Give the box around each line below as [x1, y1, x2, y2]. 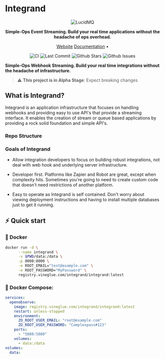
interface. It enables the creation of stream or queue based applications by [5, 115, 157, 121]
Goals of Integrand [5, 145, 51, 152]
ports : [14, 327, 27, 332]
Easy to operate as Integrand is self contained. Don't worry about [12, 191, 145, 197]
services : [5, 295, 26, 300]
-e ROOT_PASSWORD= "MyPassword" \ [18, 268, 87, 273]
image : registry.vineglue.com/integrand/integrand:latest [14, 304, 135, 309]
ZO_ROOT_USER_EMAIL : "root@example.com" [18, 318, 102, 323]
